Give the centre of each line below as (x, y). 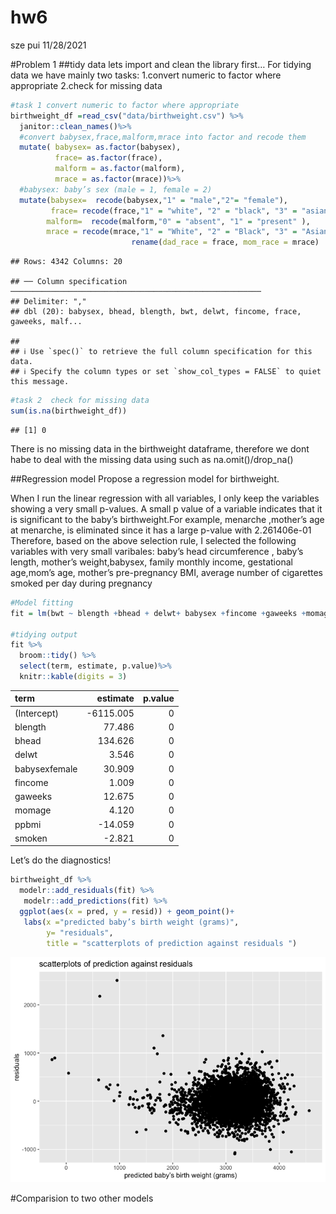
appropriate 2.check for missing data (86, 85)
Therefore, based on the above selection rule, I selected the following (153, 540)
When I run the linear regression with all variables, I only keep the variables (165, 498)
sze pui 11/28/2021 (48, 45)
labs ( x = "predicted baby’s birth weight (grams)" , (131, 922)
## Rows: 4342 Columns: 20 (66, 262)
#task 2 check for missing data (80, 401)
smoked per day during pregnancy (81, 583)
